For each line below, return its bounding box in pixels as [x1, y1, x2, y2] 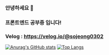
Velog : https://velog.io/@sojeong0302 [5, 32, 104, 39]
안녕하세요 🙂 [5, 4, 34, 11]
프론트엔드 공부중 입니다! [5, 19, 62, 26]
